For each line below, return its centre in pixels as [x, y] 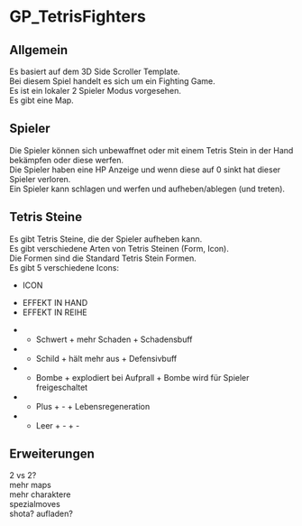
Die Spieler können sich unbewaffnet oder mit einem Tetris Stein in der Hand [151, 150]
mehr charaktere [40, 494]
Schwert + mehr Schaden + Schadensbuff [114, 339]
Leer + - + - [58, 425]
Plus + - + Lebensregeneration [93, 406]
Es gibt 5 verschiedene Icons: [64, 267]
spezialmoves [35, 504]
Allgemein [39, 50]
